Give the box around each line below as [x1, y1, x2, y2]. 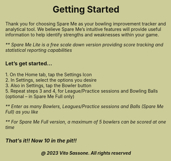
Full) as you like [5, 109, 38, 115]
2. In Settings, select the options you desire [5, 77, 97, 83]
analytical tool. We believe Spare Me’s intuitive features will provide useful [5, 26, 161, 32]
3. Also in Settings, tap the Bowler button [5, 82, 92, 88]
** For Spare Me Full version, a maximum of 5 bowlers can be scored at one [5, 119, 166, 125]
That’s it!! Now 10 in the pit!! [5, 137, 77, 145]
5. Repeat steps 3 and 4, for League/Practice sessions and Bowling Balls [5, 88, 158, 94]
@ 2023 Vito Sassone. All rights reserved [40, 150, 132, 156]
